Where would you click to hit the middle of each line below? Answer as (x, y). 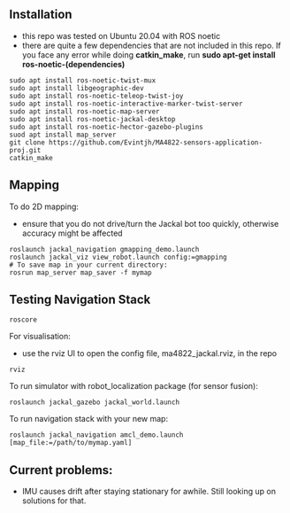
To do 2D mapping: (44, 206)
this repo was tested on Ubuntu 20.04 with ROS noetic (121, 35)
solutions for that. (54, 501)
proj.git (25, 150)
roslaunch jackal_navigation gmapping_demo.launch (104, 249)
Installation (41, 15)
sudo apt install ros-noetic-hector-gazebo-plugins (106, 127)
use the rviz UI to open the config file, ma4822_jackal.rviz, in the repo (149, 354)
